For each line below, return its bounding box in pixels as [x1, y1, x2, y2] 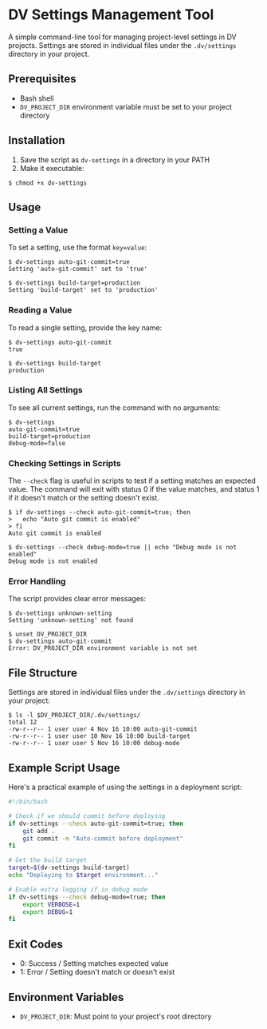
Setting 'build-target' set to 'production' [8, 286, 159, 294]
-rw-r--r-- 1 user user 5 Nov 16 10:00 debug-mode [8, 740, 180, 748]
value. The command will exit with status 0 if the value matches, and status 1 [8, 485, 260, 494]
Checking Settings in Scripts [8, 457, 121, 469]
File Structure [8, 666, 77, 680]
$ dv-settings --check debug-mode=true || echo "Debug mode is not [8, 544, 238, 552]
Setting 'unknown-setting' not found [8, 616, 134, 624]
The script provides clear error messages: [8, 594, 147, 604]
